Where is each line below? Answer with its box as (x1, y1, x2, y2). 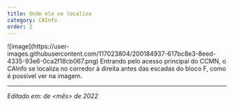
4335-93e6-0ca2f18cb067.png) (7, 57, 99, 66)
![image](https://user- (7, 43, 70, 51)
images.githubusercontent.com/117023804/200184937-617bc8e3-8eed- (7, 50, 216, 58)
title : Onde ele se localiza (7, 10, 92, 17)
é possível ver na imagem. (7, 72, 82, 80)
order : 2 (7, 23, 33, 30)
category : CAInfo (7, 17, 58, 24)
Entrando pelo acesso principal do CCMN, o (100, 57, 226, 66)
